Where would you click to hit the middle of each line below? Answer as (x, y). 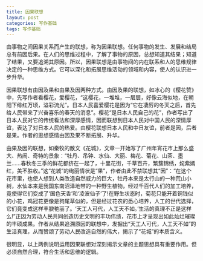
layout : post (23, 18)
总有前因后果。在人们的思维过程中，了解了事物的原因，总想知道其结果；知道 (101, 55)
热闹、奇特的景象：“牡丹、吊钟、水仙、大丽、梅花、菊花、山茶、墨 (100, 156)
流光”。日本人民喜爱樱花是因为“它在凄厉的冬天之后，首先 (125, 105)
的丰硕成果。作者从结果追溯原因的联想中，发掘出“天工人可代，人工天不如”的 (101, 224)
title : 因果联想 (25, 12)
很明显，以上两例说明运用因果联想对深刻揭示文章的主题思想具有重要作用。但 (101, 244)
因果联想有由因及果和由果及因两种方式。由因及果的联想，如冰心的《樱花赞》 (101, 90)
